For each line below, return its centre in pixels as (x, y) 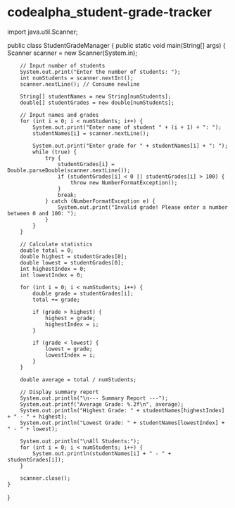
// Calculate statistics (56, 244)
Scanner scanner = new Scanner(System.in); (72, 53)
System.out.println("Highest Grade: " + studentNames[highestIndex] (122, 410)
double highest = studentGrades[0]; (74, 256)
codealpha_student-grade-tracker (110, 12)
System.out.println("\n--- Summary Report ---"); (94, 398)
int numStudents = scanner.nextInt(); (77, 78)
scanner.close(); (45, 478)
